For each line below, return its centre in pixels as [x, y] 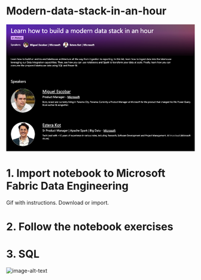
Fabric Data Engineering [67, 186]
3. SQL [23, 254]
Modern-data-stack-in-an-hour [86, 11]
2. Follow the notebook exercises [90, 227]
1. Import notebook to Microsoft [86, 173]
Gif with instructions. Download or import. [58, 203]
